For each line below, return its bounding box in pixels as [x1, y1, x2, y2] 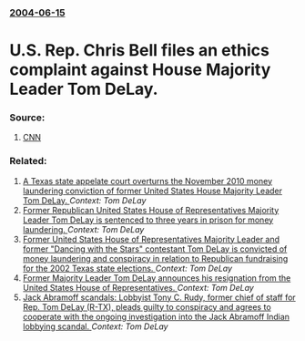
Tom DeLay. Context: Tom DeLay [22, 194, 147, 206]
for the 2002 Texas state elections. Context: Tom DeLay [22, 263, 233, 274]
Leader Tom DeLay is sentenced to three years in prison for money [22, 214, 274, 225]
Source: [9, 111, 46, 124]
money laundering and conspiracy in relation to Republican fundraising [22, 253, 289, 263]
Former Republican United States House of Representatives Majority [22, 204, 280, 215]
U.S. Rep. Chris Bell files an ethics [9, 40, 270, 61]
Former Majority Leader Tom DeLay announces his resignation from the [22, 272, 291, 284]
